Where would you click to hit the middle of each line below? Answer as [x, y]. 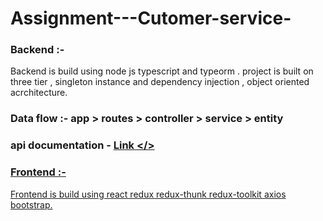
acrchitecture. [39, 93]
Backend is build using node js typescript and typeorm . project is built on [162, 71]
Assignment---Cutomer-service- [151, 18]
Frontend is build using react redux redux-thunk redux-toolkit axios [148, 194]
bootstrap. [31, 204]
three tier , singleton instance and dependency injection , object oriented [160, 82]
